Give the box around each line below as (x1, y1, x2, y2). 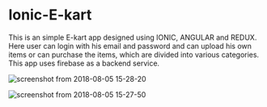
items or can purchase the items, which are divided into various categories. (8, 49, 260, 59)
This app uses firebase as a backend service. (8, 58, 160, 68)
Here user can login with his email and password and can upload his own (8, 41, 252, 50)
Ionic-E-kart (8, 6, 92, 24)
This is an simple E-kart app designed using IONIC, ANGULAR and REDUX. (8, 32, 257, 42)
